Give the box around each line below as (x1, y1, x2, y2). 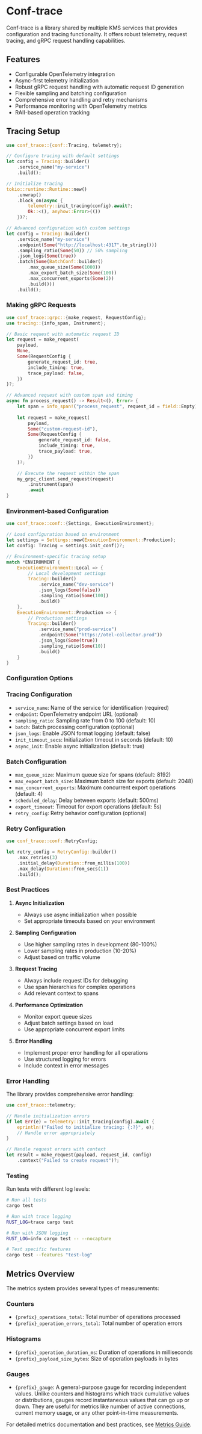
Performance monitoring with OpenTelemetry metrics (14, 102, 147, 110)
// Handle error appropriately (17, 1130, 96, 1136)
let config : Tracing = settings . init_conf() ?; (6, 543, 125, 549)
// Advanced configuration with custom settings (6, 225, 130, 231)
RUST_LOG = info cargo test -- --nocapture (6, 1235, 112, 1241)
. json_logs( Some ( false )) (38, 587, 101, 594)
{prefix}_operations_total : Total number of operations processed (14, 1314, 181, 1321)
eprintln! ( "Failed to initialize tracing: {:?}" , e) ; (17, 1124, 155, 1130)
